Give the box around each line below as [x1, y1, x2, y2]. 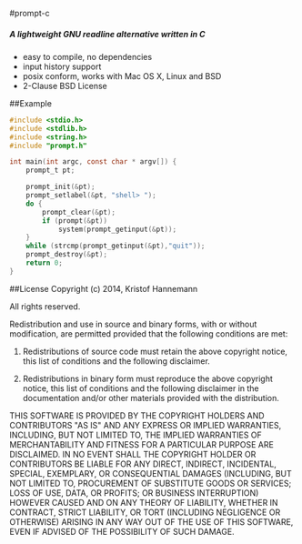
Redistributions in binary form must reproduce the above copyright [22, 373, 273, 384]
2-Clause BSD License [22, 80, 107, 91]
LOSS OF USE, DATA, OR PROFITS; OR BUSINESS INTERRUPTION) [9, 487, 259, 499]
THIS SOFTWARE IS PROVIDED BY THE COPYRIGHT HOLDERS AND [9, 409, 266, 421]
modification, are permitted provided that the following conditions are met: [9, 327, 288, 339]
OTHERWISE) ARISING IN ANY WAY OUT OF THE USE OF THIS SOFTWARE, [9, 516, 294, 527]
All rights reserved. [9, 300, 81, 312]
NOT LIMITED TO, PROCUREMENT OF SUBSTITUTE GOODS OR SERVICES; [9, 478, 292, 489]
